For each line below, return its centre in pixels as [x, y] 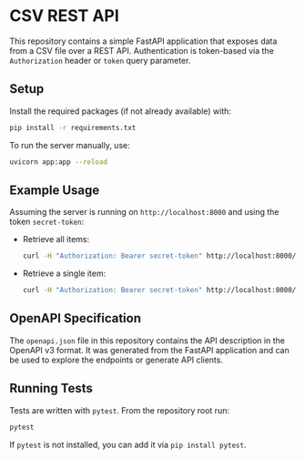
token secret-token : [47, 222]
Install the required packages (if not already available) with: [121, 111]
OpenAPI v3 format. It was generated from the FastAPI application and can [149, 350]
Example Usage [55, 190]
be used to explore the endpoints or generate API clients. [116, 360]
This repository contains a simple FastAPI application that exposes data [143, 41]
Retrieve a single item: [64, 273]
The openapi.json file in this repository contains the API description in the [147, 340]
